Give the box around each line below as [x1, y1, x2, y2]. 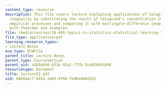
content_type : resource [5, 7, 54, 12]
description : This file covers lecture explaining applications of [5, 12, 147, 17]
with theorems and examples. [9, 26, 70, 31]
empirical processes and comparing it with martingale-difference [9, 21, 149, 26]
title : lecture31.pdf [5, 72, 50, 77]
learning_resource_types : [5, 40, 58, 44]
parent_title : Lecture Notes [5, 53, 65, 58]
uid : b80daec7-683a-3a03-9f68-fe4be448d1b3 [5, 76, 96, 81]
